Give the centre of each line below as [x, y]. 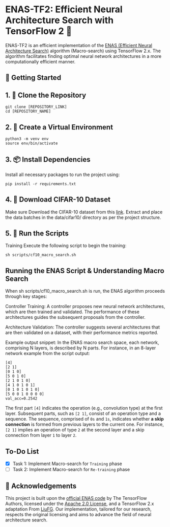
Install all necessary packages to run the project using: [63, 174]
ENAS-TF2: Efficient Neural [64, 9]
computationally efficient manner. [40, 61]
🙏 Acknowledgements [41, 486]
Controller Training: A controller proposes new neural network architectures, [85, 306]
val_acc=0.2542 [21, 399]
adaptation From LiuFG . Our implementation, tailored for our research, [78, 509]
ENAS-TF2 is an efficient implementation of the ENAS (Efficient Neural [79, 45]
